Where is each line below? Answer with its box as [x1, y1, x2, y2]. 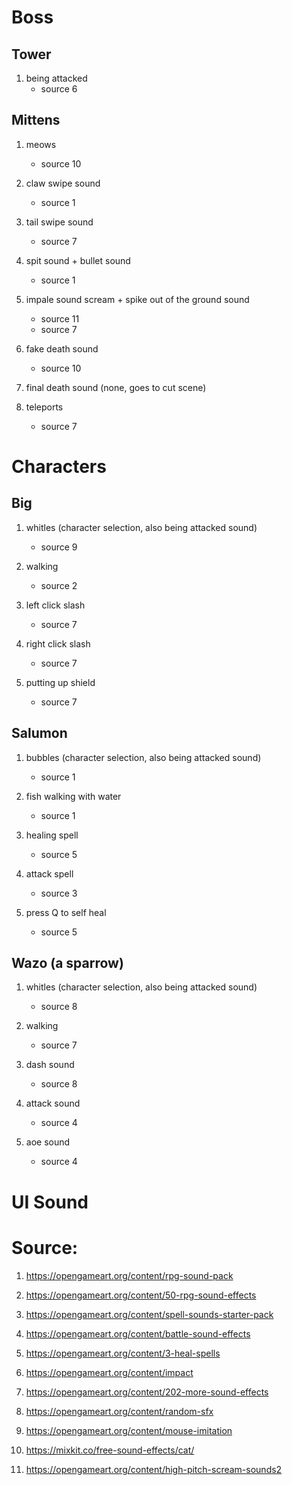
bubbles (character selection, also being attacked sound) [25, 751, 262, 763]
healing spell [25, 829, 79, 841]
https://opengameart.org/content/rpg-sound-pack [25, 1269, 234, 1281]
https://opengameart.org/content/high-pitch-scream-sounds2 [25, 1463, 283, 1475]
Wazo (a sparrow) [11, 955, 124, 972]
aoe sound [25, 1136, 71, 1148]
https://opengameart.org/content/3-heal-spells [25, 1347, 221, 1359]
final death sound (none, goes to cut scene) [25, 381, 207, 393]
